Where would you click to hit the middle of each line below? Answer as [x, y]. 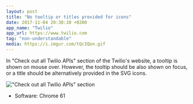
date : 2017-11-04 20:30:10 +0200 [47, 22]
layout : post [22, 11]
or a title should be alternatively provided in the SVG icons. [76, 73]
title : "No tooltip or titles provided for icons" [69, 17]
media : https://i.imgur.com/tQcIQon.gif [56, 44]
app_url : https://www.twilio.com [47, 33]
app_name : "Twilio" [30, 28]
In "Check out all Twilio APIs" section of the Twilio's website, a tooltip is [92, 60]
